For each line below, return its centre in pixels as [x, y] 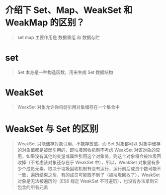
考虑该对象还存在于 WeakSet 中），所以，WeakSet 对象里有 [95, 162]
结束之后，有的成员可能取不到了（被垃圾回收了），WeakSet [99, 175]
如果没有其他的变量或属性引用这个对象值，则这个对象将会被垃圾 [91, 156]
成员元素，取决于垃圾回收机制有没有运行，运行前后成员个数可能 [91, 168]
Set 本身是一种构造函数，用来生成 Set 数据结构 [65, 72]
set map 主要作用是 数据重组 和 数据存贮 [59, 37]
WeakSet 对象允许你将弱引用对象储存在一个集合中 [69, 107]
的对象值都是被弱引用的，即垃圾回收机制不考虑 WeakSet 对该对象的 [86, 150]
